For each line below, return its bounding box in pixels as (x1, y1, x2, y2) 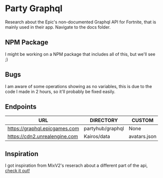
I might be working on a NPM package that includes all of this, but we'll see (5, 51, 156, 57)
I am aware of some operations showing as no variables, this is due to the (5, 83, 152, 89)
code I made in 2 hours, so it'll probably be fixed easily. (5, 89, 115, 94)
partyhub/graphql (83, 125, 124, 132)
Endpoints (5, 103, 37, 111)
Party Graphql (5, 3, 63, 14)
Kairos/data (83, 133, 111, 140)
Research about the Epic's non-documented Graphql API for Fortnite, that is (5, 19, 156, 25)
